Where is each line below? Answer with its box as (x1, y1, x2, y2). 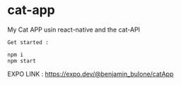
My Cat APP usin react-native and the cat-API (7, 25, 140, 34)
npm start (7, 57, 37, 65)
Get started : (7, 39, 49, 46)
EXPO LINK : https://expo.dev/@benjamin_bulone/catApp (7, 70, 174, 78)
